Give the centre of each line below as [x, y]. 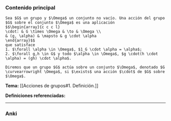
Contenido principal [30, 8]
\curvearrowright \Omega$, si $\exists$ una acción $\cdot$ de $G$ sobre [85, 72]
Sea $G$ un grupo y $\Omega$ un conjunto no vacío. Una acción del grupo [85, 18]
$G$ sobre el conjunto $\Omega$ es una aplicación [60, 23]
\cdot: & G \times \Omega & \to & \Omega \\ [53, 32]
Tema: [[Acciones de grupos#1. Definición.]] [52, 86]
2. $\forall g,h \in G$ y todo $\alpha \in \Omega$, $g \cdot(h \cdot [82, 54]
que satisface [20, 45]
